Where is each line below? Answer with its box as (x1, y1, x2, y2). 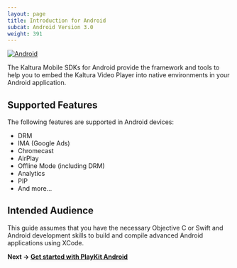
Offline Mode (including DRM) (17, 162, 105, 170)
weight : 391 (7, 30, 43, 38)
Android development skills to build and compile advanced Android (7, 231, 204, 240)
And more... (17, 184, 53, 193)
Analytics (17, 169, 45, 178)
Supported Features (7, 99, 98, 111)
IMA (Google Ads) (17, 139, 70, 147)
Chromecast (17, 147, 55, 155)
